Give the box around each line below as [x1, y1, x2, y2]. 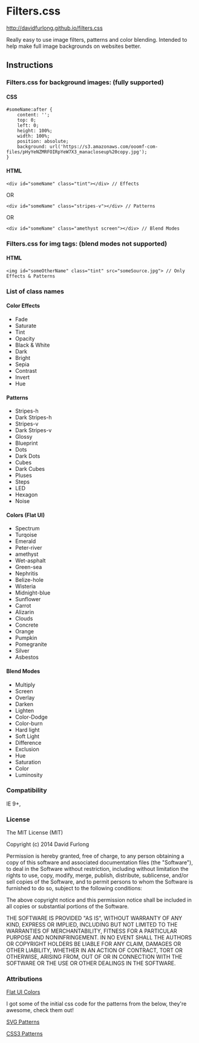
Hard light [15, 726, 40, 733]
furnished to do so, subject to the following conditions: [6, 885, 142, 892]
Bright [15, 354, 31, 361]
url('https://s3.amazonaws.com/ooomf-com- [49, 144, 158, 150]
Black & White [15, 341, 50, 348]
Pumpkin [15, 635, 38, 642]
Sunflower [15, 596, 41, 603]
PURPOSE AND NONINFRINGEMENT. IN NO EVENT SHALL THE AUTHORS [6, 934, 192, 941]
